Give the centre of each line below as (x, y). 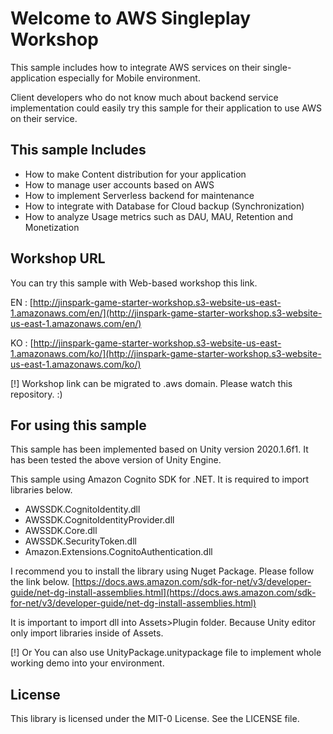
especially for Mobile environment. (129, 78)
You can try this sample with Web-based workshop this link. (134, 283)
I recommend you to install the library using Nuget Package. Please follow (162, 571)
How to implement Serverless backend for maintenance (139, 195)
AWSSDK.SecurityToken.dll (80, 541)
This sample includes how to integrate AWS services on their (135, 67)
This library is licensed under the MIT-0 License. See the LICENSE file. (155, 719)
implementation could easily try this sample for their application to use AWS (166, 108)
